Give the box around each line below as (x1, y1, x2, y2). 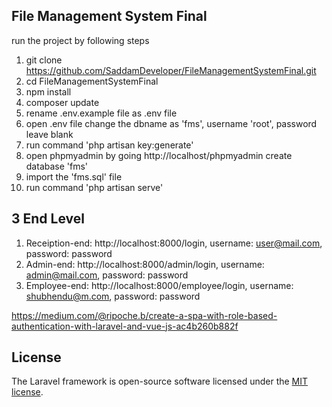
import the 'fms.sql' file (25, 170, 123, 183)
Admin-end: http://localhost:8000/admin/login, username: (25, 258, 265, 270)
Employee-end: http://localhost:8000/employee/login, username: (25, 279, 294, 291)
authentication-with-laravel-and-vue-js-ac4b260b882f (11, 320, 239, 332)
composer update (25, 96, 100, 108)
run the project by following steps (11, 34, 150, 46)
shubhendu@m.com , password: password (25, 290, 201, 302)
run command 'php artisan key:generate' (25, 139, 194, 151)
